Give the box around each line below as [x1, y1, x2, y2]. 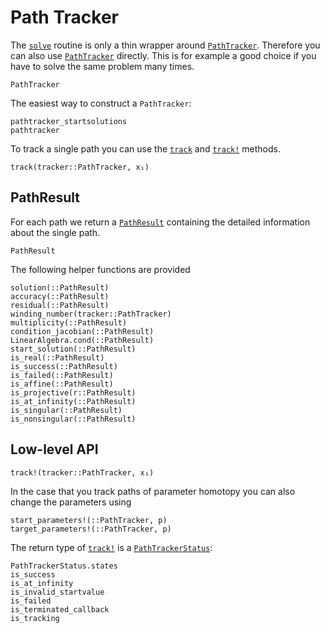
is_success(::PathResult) [10, 361, 118, 371]
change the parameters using [10, 496, 132, 508]
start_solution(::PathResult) [10, 344, 137, 354]
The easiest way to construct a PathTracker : [10, 97, 192, 109]
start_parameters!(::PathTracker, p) [10, 515, 168, 525]
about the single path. [10, 226, 101, 238]
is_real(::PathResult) [10, 352, 105, 363]
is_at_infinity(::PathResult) [10, 396, 137, 406]
